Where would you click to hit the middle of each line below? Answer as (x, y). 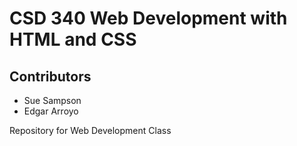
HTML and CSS (73, 39)
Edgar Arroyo (51, 111)
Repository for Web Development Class (90, 130)
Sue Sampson (52, 100)
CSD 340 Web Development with (148, 18)
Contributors (50, 76)
